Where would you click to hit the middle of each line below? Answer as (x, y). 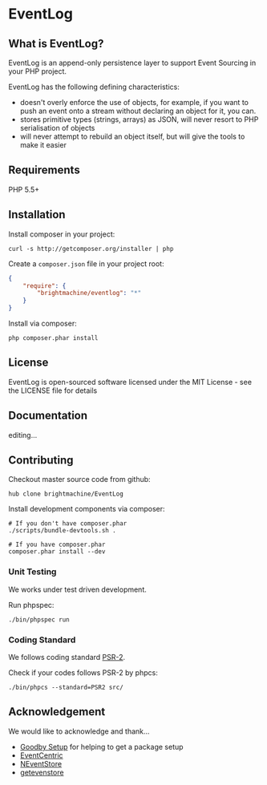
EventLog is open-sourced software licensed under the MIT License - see (130, 382)
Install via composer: (43, 323)
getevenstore (42, 772)
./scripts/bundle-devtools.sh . (62, 531)
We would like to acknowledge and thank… (79, 731)
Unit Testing (32, 572)
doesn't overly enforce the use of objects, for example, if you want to (134, 102)
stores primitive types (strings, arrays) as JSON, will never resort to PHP (139, 119)
